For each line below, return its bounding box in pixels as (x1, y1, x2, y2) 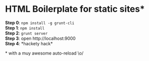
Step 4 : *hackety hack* (5, 40, 53, 46)
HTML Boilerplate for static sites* (5, 3, 145, 15)
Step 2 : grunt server (5, 30, 48, 36)
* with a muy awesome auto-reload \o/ (5, 50, 84, 56)
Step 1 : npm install (5, 25, 45, 30)
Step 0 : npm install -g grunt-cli (5, 20, 74, 26)
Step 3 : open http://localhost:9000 (5, 35, 76, 41)
